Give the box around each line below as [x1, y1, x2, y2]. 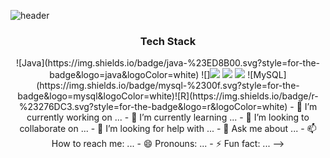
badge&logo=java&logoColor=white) [49, 69, 200, 81]
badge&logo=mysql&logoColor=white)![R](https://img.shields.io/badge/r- [17, 90, 319, 102]
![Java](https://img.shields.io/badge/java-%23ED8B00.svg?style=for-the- [15, 57, 321, 69]
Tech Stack [139, 34, 197, 48]
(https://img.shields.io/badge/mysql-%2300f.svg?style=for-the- [36, 80, 300, 92]
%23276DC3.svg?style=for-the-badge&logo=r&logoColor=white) [18, 101, 288, 113]
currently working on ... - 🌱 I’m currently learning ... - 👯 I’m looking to [26, 111, 310, 124]
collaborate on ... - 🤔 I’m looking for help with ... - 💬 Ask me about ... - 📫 [19, 123, 317, 135]
